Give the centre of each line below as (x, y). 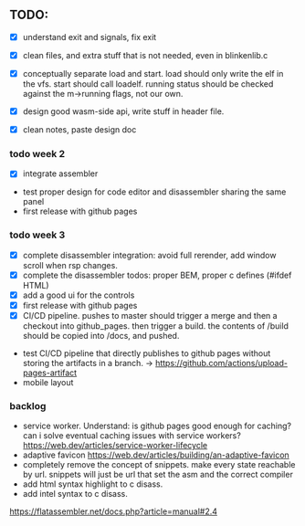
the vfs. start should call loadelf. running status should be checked (148, 84)
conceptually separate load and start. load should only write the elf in (153, 73)
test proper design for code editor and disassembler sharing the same (154, 192)
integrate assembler (60, 174)
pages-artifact (50, 373)
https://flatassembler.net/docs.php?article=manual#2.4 (113, 511)
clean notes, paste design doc (79, 130)
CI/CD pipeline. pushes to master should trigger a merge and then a (150, 316)
